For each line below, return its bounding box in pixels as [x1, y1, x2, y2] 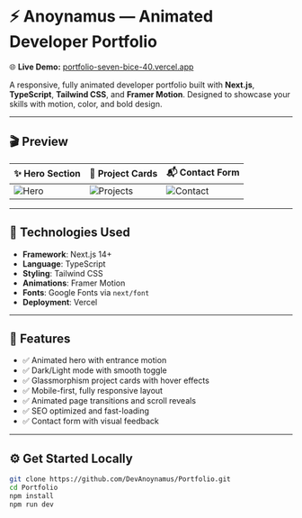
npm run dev [9, 500, 54, 509]
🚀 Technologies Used [9, 225, 130, 241]
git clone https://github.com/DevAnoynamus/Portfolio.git [9, 475, 231, 484]
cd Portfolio [9, 483, 58, 493]
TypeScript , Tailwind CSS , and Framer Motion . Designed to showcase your [9, 88, 290, 99]
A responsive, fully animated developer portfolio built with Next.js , [9, 79, 255, 90]
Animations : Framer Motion [22, 277, 126, 288]
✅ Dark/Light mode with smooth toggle [22, 365, 168, 376]
